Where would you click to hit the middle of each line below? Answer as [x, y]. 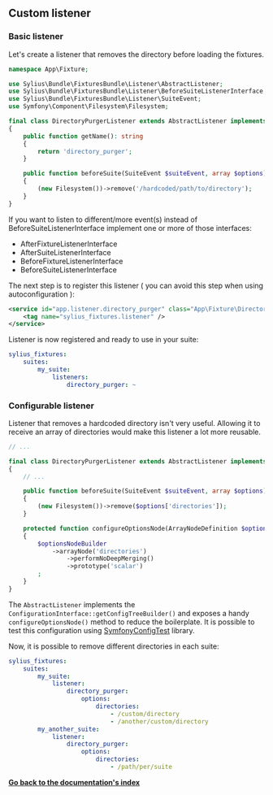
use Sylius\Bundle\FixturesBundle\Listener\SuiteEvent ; [105, 99]
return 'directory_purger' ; [85, 151]
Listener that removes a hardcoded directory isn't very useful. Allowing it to [134, 423]
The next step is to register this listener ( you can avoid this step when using [136, 285]
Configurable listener [52, 406]
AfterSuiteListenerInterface [65, 252]
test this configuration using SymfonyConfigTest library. [102, 630]
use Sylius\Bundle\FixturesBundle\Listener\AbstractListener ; [116, 84]
